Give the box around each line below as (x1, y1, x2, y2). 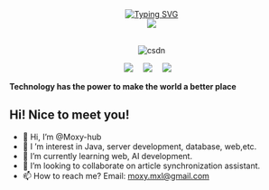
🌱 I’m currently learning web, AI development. (22, 150, 192, 161)
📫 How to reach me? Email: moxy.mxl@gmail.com (22, 170, 210, 181)
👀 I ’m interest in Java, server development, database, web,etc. (22, 140, 257, 152)
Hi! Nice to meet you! (9, 108, 130, 123)
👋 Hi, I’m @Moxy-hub (22, 131, 102, 142)
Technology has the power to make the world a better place (9, 81, 237, 91)
